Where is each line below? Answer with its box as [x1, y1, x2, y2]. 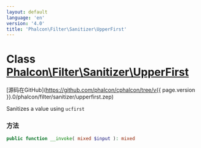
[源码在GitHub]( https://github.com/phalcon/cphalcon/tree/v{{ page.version [6, 86, 196, 94]
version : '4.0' [6, 20, 45, 26]
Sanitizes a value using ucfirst [6, 105, 85, 113]
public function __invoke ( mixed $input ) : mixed [6, 136, 136, 142]
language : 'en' [6, 15, 45, 21]
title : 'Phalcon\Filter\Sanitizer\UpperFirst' [6, 26, 127, 32]
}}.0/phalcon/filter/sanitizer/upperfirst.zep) [6, 93, 114, 101]
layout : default [6, 9, 48, 15]
